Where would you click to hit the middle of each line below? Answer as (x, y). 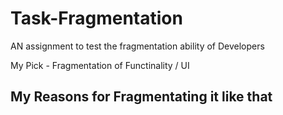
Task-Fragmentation (96, 18)
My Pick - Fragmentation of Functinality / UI (100, 65)
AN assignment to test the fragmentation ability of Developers (137, 46)
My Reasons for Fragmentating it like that (141, 97)
